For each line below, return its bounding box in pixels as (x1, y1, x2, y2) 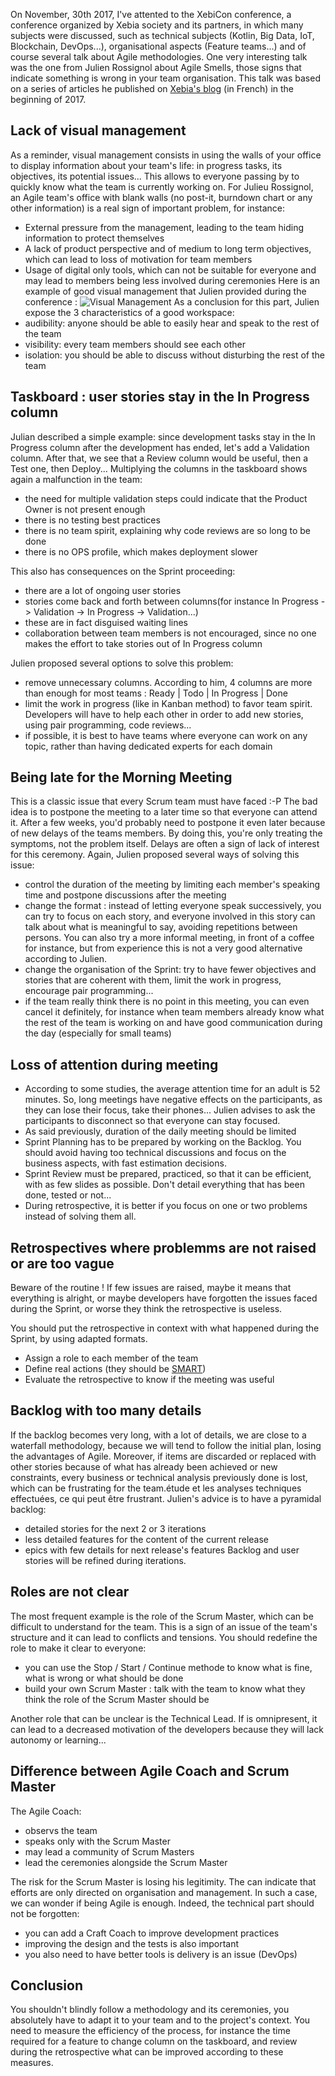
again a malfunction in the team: (10, 473, 143, 485)
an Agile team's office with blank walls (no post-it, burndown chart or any (10, 191, 313, 203)
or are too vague (10, 1255, 115, 1272)
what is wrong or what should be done (24, 1672, 184, 1684)
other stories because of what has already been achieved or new (10, 1460, 278, 1473)
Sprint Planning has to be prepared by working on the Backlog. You (24, 1136, 302, 1148)
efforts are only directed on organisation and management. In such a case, (10, 1886, 318, 1898)
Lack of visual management (10, 122, 187, 139)
